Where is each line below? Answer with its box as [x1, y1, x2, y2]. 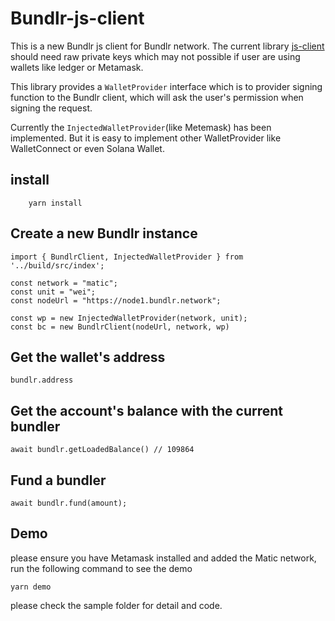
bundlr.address [10, 375, 74, 386]
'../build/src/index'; [10, 260, 105, 271]
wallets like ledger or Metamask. [10, 61, 144, 73]
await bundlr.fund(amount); [10, 498, 128, 508]
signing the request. [10, 102, 93, 114]
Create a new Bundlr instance [10, 225, 198, 242]
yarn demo [10, 582, 52, 592]
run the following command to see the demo [10, 562, 193, 574]
